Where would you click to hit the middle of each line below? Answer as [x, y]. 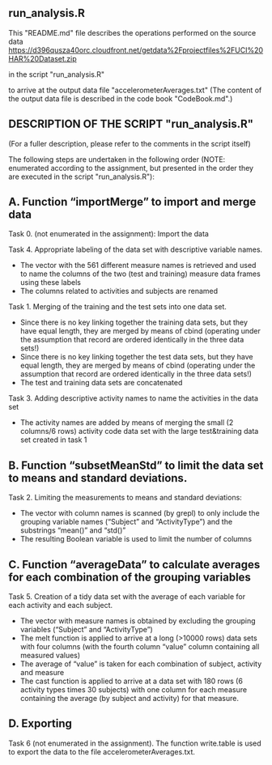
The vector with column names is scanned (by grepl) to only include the [140, 513]
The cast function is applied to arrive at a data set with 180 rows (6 [131, 681]
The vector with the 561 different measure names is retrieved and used [138, 266]
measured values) [50, 656]
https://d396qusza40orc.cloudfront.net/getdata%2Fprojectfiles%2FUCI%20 [136, 50]
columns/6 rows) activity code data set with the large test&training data [139, 431]
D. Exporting [40, 724]
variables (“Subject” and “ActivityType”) [87, 630]
